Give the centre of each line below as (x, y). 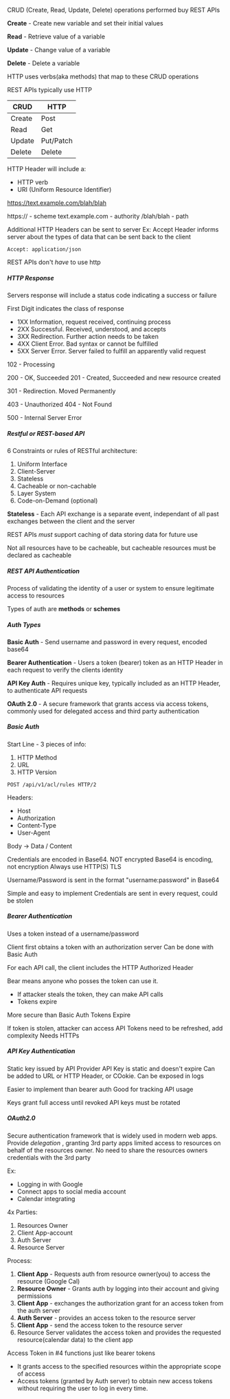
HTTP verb (32, 182)
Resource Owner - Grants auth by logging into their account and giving (118, 1288)
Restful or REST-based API (46, 433)
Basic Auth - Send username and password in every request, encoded (107, 641)
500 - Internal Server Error (45, 417)
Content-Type (37, 825)
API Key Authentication (41, 1051)
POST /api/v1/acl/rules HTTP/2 (52, 784)
